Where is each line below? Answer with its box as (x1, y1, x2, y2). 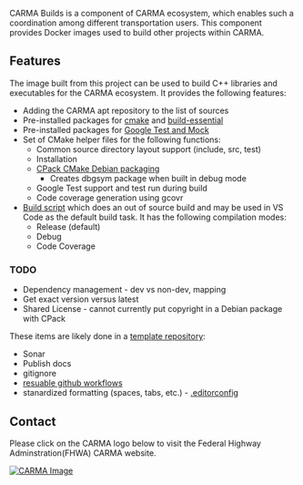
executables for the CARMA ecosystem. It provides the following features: (9, 87, 287, 98)
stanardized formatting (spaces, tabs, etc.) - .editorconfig (22, 387, 239, 398)
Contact (9, 414, 56, 429)
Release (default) (35, 221, 101, 232)
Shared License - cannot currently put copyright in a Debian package (22, 304, 283, 315)
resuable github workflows (22, 377, 123, 388)
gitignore (22, 368, 57, 379)
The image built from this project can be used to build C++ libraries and (9, 77, 278, 88)
